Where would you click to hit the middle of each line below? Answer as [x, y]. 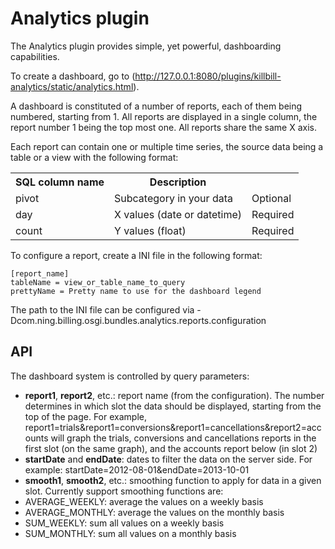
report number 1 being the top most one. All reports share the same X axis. [163, 127]
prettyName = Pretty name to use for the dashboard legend [136, 291]
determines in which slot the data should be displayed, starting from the [173, 406]
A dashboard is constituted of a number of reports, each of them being [156, 106]
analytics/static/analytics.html [72, 86]
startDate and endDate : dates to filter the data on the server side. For [168, 459]
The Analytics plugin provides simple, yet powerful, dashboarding [146, 46]
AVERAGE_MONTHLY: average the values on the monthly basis [154, 512]
